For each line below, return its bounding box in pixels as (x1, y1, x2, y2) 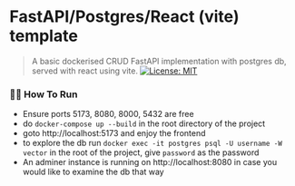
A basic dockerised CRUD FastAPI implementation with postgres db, (31, 55, 288, 66)
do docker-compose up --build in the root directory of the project (22, 118, 266, 129)
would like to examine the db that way (22, 166, 165, 178)
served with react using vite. (31, 65, 139, 76)
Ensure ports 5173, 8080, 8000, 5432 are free (22, 109, 194, 120)
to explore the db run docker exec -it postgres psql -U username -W (22, 138, 283, 149)
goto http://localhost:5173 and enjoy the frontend (22, 128, 206, 139)
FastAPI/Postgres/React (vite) (9, 6, 240, 27)
